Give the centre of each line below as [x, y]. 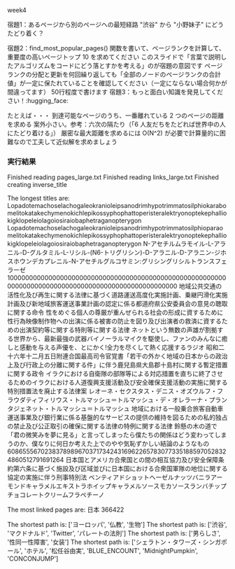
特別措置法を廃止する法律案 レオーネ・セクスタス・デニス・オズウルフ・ [112, 391]
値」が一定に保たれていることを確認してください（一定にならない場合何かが [117, 83]
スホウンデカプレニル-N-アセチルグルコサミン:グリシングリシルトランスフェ [117, 261]
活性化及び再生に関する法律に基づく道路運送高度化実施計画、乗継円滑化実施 [117, 295]
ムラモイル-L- [194, 244]
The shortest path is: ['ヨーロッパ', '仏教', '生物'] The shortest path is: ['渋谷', [117, 525]
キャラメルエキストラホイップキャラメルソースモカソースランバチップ [126, 486]
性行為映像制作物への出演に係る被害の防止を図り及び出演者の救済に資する [114, 321]
